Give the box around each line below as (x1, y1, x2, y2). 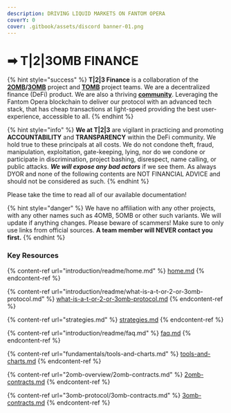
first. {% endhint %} (7, 233, 66, 242)
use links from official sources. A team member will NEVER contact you (7, 226, 213, 235)
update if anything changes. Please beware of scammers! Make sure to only (7, 219, 224, 227)
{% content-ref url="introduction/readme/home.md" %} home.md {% (7, 266, 205, 275)
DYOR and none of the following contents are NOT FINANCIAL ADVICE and (7, 170, 221, 178)
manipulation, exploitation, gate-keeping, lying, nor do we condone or (7, 148, 206, 156)
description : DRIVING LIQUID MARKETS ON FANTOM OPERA (7, 10, 166, 17)
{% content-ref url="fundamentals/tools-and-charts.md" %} (7, 349, 179, 358)
